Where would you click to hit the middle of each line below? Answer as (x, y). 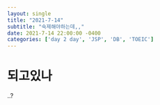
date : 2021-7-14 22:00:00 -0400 (54, 33)
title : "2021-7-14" (35, 20)
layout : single (29, 14)
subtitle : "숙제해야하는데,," (46, 26)
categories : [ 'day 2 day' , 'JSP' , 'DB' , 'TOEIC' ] (81, 40)
